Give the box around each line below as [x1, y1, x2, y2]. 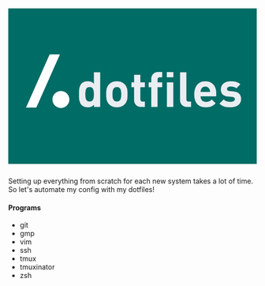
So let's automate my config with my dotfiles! [8, 184, 155, 194]
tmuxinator [19, 262, 55, 272]
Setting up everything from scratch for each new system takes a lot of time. [8, 176, 254, 186]
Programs [8, 202, 42, 213]
